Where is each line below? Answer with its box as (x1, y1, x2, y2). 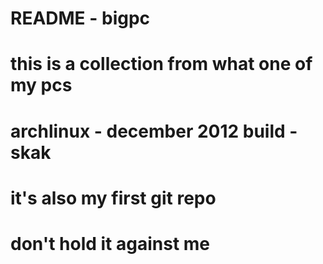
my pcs (10, 74, 73, 97)
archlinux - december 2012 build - (10, 120, 298, 142)
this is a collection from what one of (10, 53, 313, 76)
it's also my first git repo (10, 187, 217, 209)
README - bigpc (10, 7, 151, 30)
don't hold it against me (10, 232, 211, 255)
